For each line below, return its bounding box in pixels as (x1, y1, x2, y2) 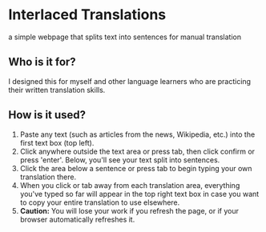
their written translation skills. (8, 85, 106, 94)
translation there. (19, 172, 77, 182)
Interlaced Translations (8, 6, 167, 24)
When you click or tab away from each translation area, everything (19, 180, 240, 190)
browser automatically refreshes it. (19, 214, 135, 224)
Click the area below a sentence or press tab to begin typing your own (19, 163, 252, 173)
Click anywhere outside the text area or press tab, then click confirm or (19, 146, 255, 156)
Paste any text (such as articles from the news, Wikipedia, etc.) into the (19, 130, 256, 139)
